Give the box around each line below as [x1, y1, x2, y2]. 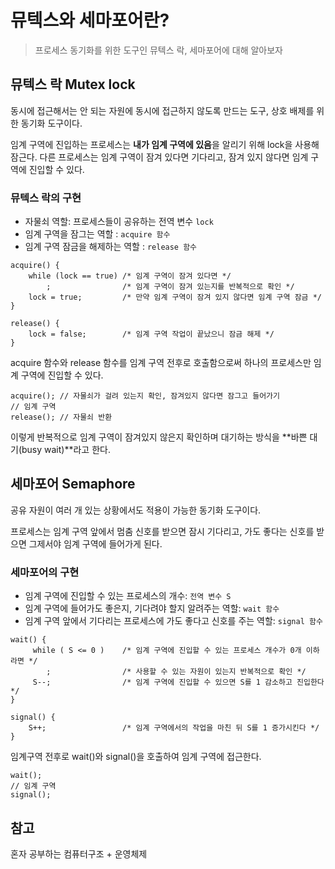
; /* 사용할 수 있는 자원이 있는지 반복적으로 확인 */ [46, 667, 307, 677]
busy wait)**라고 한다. [21, 444, 111, 456]
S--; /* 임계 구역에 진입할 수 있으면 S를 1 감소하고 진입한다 [32, 677, 325, 688]
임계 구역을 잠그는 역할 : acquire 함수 [24, 228, 171, 240]
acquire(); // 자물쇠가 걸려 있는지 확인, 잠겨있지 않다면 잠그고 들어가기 [10, 391, 280, 401]
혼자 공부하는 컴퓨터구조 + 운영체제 [10, 847, 148, 860]
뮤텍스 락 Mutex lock [10, 76, 136, 93]
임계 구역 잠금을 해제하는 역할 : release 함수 [24, 241, 198, 253]
